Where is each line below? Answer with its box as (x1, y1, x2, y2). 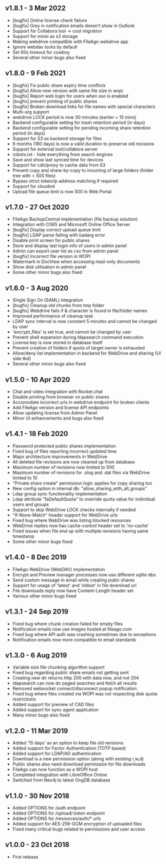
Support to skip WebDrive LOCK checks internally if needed (12, 506, 136, 512)
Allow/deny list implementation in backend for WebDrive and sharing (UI (12, 350, 161, 356)
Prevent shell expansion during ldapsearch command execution (12, 334, 143, 340)
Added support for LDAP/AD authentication (12, 750, 101, 756)
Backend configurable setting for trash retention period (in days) (12, 119, 145, 125)
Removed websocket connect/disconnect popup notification (12, 685, 137, 691)
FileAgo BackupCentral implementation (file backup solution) (12, 216, 138, 222)
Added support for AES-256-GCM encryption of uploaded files (12, 820, 142, 826)
